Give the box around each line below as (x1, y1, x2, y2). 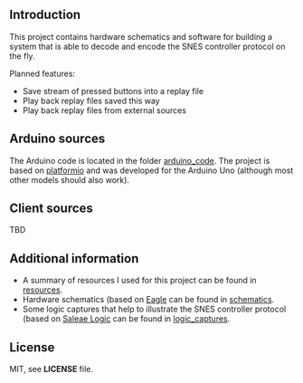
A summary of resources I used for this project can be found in (22, 275, 257, 286)
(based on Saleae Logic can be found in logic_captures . (22, 313, 231, 324)
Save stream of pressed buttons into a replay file (22, 85, 204, 96)
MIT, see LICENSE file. (9, 364, 93, 375)
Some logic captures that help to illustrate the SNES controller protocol (22, 303, 287, 315)
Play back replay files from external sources (22, 104, 187, 116)
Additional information (9, 251, 139, 266)
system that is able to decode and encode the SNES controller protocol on (9, 41, 286, 52)
